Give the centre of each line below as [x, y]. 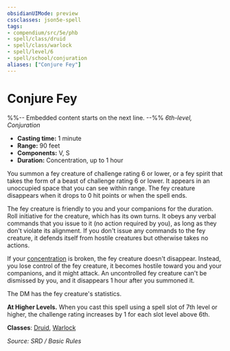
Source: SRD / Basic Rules [44, 341]
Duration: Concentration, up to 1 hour [70, 160]
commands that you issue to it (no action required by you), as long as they [112, 223]
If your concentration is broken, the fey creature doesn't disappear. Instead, [114, 258]
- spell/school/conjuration [47, 58]
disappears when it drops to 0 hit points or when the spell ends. [97, 195]
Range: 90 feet [38, 146]
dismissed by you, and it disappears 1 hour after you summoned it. [101, 280]
